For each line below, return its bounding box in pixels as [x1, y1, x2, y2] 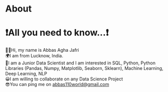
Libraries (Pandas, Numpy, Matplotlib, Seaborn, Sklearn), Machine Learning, [5, 65, 163, 71]
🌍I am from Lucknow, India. [5, 53, 64, 59]
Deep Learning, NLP [5, 71, 47, 77]
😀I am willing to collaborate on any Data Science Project [5, 76, 123, 82]
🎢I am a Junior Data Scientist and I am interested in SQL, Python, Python [5, 60, 155, 66]
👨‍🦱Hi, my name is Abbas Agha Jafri [5, 47, 79, 53]
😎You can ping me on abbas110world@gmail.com [5, 81, 109, 87]
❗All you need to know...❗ [5, 27, 109, 38]
